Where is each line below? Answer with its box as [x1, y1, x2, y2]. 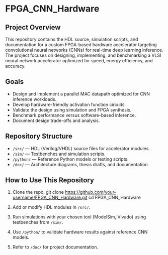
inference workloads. [12, 96, 57, 102]
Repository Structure [5, 132, 73, 141]
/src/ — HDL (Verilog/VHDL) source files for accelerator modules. [12, 145, 150, 151]
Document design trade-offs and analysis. [12, 117, 100, 123]
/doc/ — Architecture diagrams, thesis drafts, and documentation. [12, 161, 149, 167]
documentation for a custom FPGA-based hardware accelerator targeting [5, 42, 157, 48]
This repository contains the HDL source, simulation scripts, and [5, 36, 138, 42]
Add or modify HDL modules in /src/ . [12, 204, 91, 210]
